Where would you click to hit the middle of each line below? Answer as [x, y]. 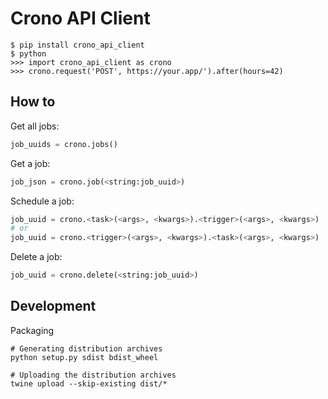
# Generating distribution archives [86, 348]
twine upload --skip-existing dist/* [89, 383]
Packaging [32, 330]
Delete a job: [36, 257]
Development [53, 306]
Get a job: [30, 163]
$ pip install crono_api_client [77, 45]
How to [33, 102]
